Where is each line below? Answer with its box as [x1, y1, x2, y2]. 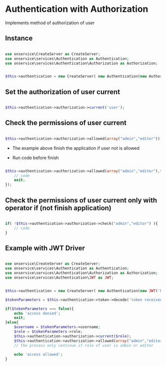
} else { [5, 320, 19, 325]
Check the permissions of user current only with [5, 196, 157, 204]
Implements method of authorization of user [5, 20, 95, 26]
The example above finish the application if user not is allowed [12, 145, 140, 151]
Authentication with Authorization [5, 3, 149, 15]
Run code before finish [12, 155, 59, 161]
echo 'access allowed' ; [14, 352, 63, 357]
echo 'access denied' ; [14, 311, 61, 316]
